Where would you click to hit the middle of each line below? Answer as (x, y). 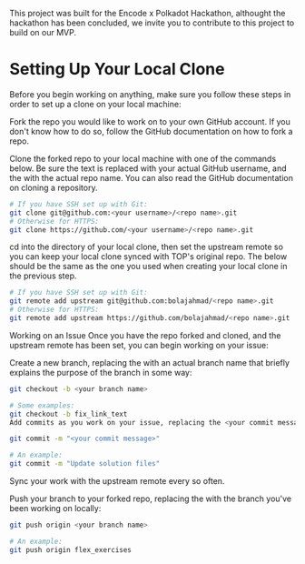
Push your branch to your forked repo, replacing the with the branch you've (151, 499)
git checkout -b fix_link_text (69, 414)
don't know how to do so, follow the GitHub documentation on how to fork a (151, 131)
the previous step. (43, 276)
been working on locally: (55, 509)
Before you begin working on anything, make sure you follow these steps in (150, 94)
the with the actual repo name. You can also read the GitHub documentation (151, 177)
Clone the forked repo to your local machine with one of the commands (143, 158)
